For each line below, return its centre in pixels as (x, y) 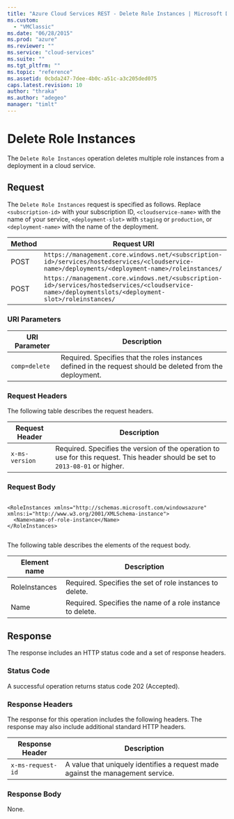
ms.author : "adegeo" (37, 98)
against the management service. (120, 773)
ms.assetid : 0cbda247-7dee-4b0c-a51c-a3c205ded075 (82, 78)
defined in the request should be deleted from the (141, 366)
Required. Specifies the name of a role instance (143, 602)
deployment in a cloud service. (52, 165)
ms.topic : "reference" (40, 72)
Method (24, 243)
